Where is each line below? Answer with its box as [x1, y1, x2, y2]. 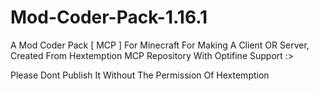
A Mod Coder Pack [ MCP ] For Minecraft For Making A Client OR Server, [10, 39, 310, 51]
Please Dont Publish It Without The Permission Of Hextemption [10, 69, 270, 81]
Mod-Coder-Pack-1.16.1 [10, 6, 208, 29]
